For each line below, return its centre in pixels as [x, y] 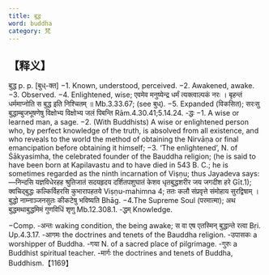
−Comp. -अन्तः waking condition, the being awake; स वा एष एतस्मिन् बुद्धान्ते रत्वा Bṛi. [134, 226]
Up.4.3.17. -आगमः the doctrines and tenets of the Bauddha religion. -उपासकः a [133, 235]
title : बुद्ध [25, 16]
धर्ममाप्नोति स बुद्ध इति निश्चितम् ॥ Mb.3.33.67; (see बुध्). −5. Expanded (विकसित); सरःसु [134, 104]
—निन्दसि [21, 182]
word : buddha [30, 23]
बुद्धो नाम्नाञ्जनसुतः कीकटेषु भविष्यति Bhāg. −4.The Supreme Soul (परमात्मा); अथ [122, 201]
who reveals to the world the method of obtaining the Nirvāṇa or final [124, 139]
